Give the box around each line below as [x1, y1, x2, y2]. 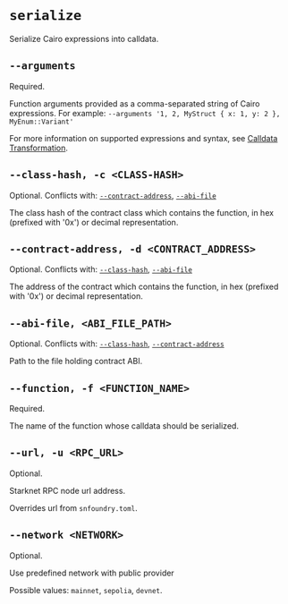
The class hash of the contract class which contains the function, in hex [9, 207, 275, 217]
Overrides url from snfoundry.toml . [9, 502, 139, 513]
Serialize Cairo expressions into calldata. [9, 33, 159, 44]
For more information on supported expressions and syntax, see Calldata [9, 132, 278, 143]
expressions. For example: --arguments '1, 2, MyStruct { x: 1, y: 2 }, [9, 107, 281, 118]
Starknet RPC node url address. [9, 485, 126, 496]
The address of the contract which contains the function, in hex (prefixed [9, 281, 279, 293]
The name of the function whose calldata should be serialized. [9, 421, 240, 431]
